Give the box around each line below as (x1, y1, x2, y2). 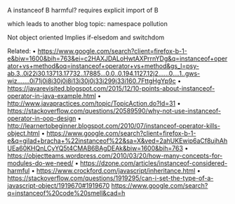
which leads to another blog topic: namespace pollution (7, 20, 168, 27)
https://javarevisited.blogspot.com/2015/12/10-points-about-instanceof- (7, 84, 215, 92)
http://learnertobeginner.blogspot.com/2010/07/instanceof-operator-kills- (7, 122, 221, 129)
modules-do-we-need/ (7, 159, 74, 167)
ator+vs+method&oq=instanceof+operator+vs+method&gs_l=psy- (7, 62, 200, 70)
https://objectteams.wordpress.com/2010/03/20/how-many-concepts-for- (7, 151, 223, 160)
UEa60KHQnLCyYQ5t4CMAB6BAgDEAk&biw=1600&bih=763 (7, 144, 184, 152)
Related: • (7, 47, 36, 55)
